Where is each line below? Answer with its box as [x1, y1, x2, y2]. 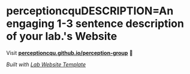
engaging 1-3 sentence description [6, 17, 185, 30]
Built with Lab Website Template [6, 61, 86, 68]
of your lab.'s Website [6, 30, 117, 43]
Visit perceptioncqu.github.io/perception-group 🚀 [6, 49, 133, 56]
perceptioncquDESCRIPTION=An [6, 4, 174, 18]
